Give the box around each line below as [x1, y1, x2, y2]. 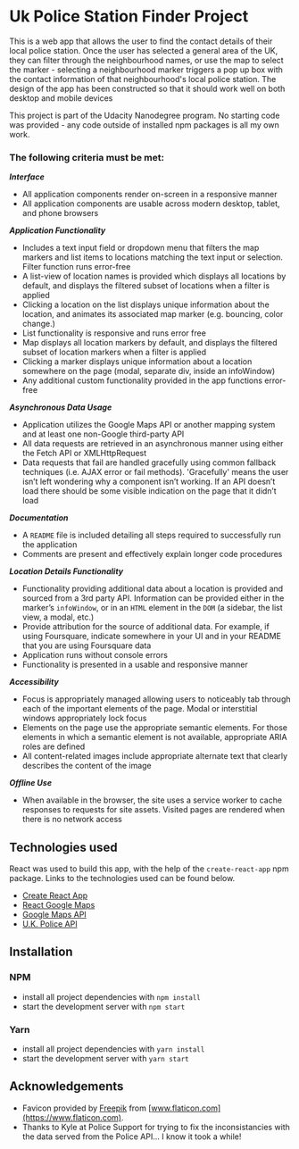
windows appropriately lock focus [21, 712, 147, 724]
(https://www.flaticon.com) [21, 1112, 122, 1122]
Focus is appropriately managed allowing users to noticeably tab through [21, 694, 291, 704]
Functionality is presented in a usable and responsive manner [21, 659, 248, 670]
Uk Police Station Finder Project [9, 6, 249, 27]
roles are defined [21, 741, 86, 752]
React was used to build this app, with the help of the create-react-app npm [9, 863, 289, 874]
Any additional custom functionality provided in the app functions [21, 375, 263, 386]
